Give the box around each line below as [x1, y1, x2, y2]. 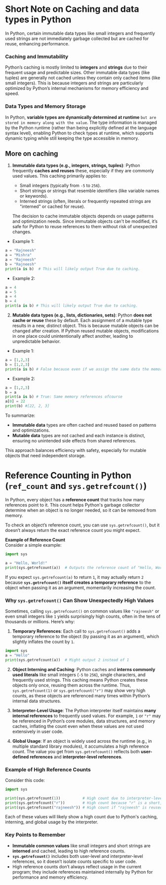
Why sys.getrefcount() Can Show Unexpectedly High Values [5, 597, 154, 603]
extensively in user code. [12, 728, 64, 734]
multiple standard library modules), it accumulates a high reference [12, 743, 149, 749]
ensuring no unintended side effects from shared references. [12, 438, 137, 444]
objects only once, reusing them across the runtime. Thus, [12, 682, 131, 688]
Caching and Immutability [5, 53, 69, 60]
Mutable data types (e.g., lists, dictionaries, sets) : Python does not [12, 312, 152, 318]
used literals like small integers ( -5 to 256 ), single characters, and [12, 672, 146, 678]
